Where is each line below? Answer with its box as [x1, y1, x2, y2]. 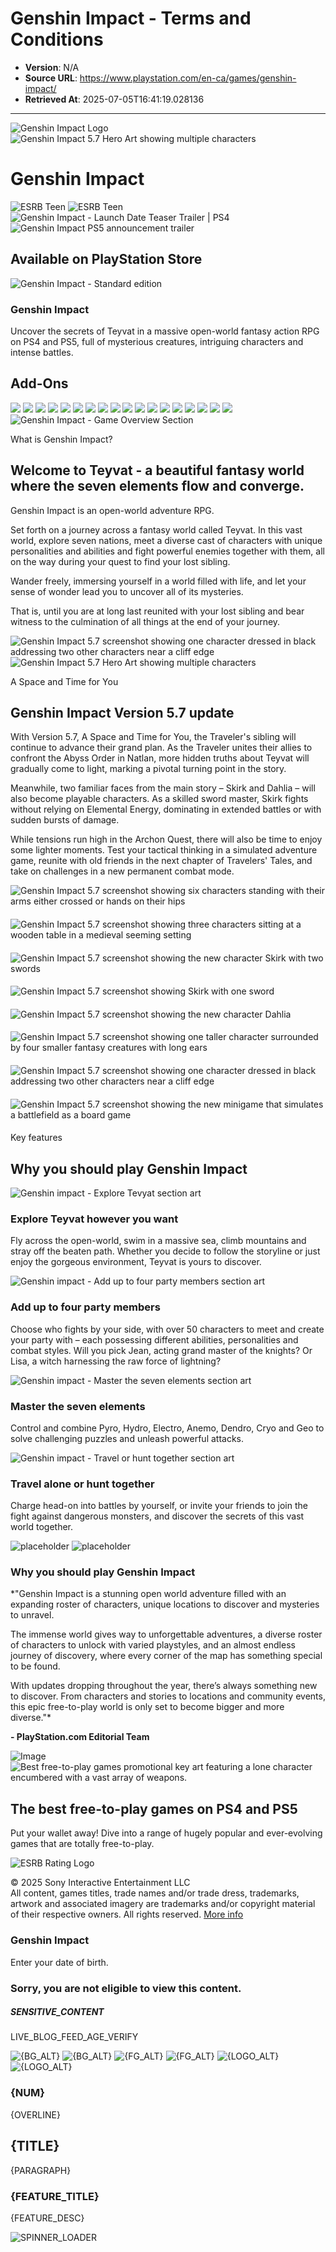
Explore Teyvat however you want [10, 1212, 179, 1226]
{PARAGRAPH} [10, 2164, 72, 2176]
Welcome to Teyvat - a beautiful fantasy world [10, 462, 305, 479]
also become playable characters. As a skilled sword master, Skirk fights [10, 793, 309, 805]
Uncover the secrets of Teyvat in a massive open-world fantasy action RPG [10, 325, 320, 337]
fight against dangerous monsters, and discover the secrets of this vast [10, 1510, 305, 1522]
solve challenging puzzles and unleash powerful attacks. [10, 1432, 245, 1444]
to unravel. [10, 1609, 55, 1621]
